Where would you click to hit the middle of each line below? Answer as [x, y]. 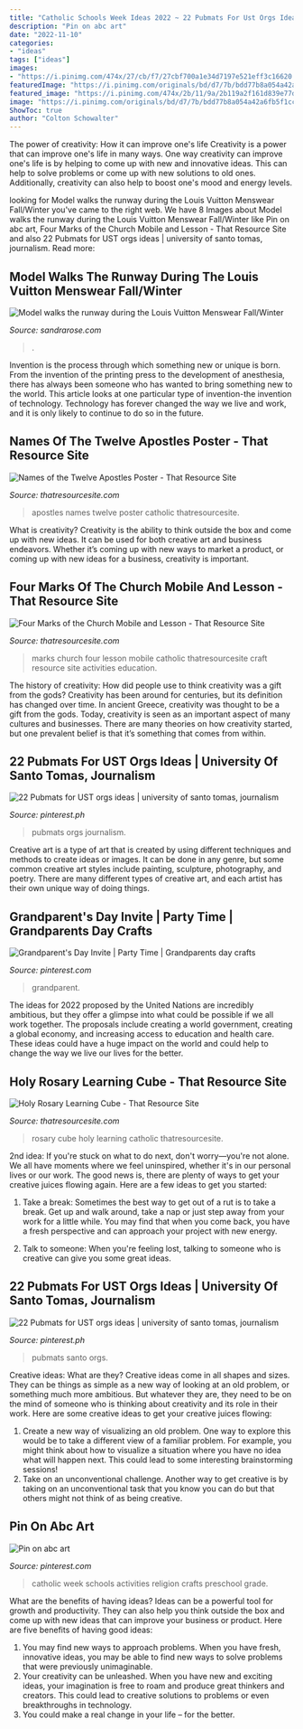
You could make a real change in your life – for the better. [129, 1715]
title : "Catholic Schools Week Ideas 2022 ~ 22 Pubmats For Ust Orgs [143, 18]
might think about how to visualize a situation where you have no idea [151, 1450]
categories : [32, 43]
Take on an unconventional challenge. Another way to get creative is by [155, 1479]
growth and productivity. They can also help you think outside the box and [147, 1611]
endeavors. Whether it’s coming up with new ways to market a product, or [147, 549]
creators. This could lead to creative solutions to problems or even [146, 1695]
